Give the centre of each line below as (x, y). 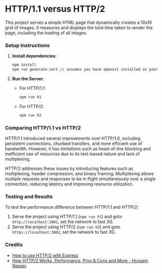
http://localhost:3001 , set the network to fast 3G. (63, 222)
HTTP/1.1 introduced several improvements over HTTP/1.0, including (73, 138)
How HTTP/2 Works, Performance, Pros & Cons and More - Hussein (80, 260)
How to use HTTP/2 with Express (45, 255)
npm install (24, 65)
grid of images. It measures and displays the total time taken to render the (79, 27)
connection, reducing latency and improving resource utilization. (69, 184)
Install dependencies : (34, 56)
